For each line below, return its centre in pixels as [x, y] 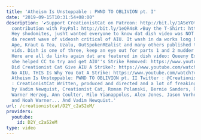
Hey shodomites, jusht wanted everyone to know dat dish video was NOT [103, 34]
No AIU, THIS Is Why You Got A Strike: [61, 73]
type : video [21, 128]
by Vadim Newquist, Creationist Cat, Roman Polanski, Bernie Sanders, [101, 89]
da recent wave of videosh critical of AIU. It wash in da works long [101, 39]
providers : [20, 111]
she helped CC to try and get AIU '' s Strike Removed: [80, 61]
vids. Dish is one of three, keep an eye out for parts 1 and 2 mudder [103, 51]
